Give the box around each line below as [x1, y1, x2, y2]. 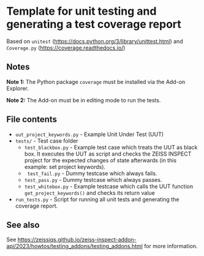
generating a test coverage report [6, 17, 182, 31]
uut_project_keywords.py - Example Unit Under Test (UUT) [15, 130, 164, 138]
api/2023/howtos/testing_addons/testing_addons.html [6, 243, 143, 250]
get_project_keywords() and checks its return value [24, 189, 155, 197]
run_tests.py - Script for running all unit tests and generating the [15, 195, 179, 203]
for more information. [143, 243, 198, 250]
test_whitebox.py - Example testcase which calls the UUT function [24, 183, 194, 190]
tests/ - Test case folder [15, 137, 78, 145]
